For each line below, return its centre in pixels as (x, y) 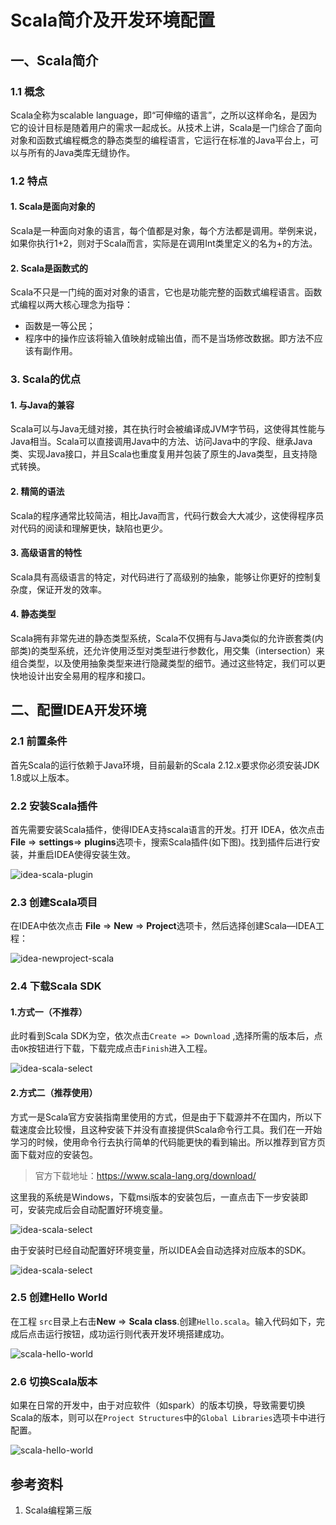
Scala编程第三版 (58, 1510)
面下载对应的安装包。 (54, 1154)
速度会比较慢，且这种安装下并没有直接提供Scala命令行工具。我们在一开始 (170, 1129)
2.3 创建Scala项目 (54, 902)
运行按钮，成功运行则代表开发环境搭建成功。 (137, 1333)
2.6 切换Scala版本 (54, 1381)
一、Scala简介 (54, 60)
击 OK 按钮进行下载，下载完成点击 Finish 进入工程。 (111, 1048)
